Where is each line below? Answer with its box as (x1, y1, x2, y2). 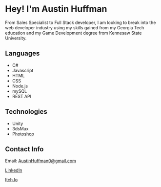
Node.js (12, 83, 28, 89)
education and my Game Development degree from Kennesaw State (5, 30, 142, 36)
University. (5, 35, 27, 41)
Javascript (12, 67, 34, 73)
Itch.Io (5, 177, 18, 183)
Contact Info (5, 145, 44, 153)
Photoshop (12, 131, 34, 137)
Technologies (5, 107, 48, 116)
